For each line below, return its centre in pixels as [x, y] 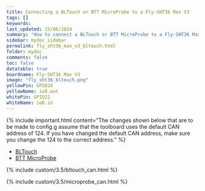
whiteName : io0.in [30, 103]
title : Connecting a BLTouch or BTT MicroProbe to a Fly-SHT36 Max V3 [98, 12]
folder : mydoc [24, 52]
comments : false [27, 57]
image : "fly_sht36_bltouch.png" [47, 80]
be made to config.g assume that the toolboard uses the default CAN [93, 126]
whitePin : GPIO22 [28, 97]
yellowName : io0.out [33, 92]
